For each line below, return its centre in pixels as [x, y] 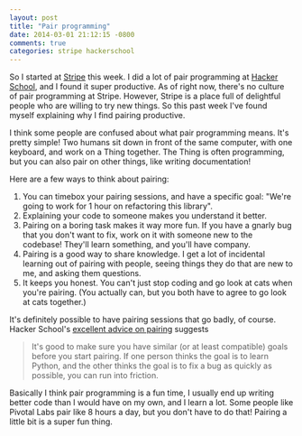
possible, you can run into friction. [95, 376]
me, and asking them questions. [82, 274]
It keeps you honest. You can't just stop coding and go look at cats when [157, 283]
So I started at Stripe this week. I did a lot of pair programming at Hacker [144, 77]
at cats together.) [55, 302]
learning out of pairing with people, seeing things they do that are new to [157, 264]
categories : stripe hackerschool [72, 51]
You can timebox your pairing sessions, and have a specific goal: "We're [156, 197]
